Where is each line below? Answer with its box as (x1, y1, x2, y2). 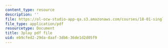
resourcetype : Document (5, 26, 55, 31)
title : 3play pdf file (5, 30, 52, 35)
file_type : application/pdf (5, 21, 64, 26)
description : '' (5, 12, 39, 17)
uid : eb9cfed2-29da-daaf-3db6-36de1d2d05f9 (5, 35, 97, 40)
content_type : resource (5, 7, 55, 12)
